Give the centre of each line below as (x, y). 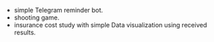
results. (25, 32)
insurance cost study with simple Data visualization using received (111, 25)
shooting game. (37, 17)
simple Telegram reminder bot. (58, 10)
